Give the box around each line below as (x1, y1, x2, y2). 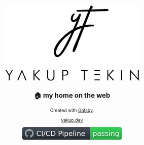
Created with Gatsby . (50, 107, 94, 113)
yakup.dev (61, 117, 83, 123)
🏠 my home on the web (33, 91, 111, 100)
